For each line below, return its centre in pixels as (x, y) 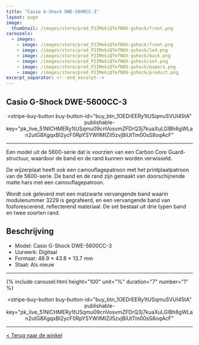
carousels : (20, 34)
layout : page (22, 17)
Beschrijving (30, 231)
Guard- (177, 152)
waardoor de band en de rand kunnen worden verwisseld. (102, 158)
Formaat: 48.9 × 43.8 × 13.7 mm (54, 258)
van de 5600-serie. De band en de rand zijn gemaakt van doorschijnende (96, 176)
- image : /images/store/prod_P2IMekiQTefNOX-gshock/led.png (92, 50)
